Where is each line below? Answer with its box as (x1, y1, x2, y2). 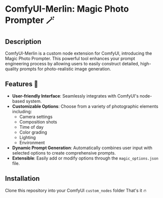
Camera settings (19, 114, 53, 119)
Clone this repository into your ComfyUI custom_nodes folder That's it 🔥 (5, 187, 147, 193)
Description (5, 38, 41, 46)
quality (5, 66, 19, 72)
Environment (19, 139, 45, 145)
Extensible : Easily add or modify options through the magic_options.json (12, 155, 159, 161)
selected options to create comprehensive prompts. (12, 150, 116, 156)
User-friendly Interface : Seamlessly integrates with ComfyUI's (12, 93, 139, 99)
